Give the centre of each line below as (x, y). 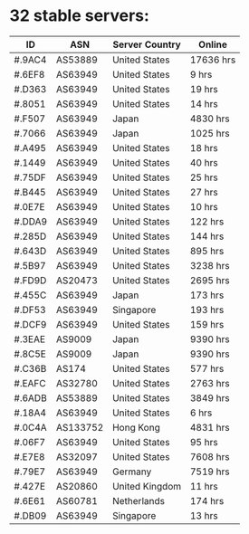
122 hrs (207, 221)
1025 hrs (210, 133)
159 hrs (207, 324)
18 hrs (204, 148)
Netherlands (139, 501)
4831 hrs (210, 427)
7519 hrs (210, 472)
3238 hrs (210, 265)
